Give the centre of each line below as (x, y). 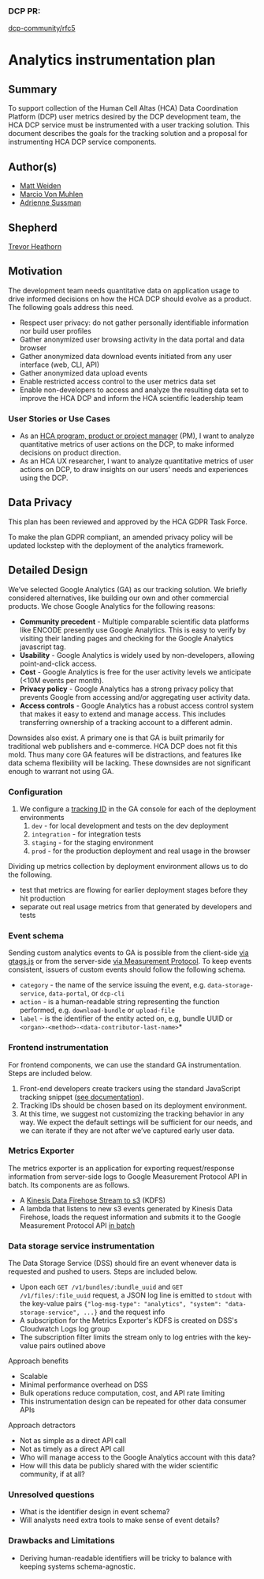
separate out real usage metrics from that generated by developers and (136, 906)
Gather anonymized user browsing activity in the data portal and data (132, 339)
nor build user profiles (56, 331)
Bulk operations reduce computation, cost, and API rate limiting (122, 1393)
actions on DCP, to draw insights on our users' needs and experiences (134, 470)
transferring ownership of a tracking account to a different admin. (126, 722)
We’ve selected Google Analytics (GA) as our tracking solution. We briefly (128, 589)
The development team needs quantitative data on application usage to (124, 290)
